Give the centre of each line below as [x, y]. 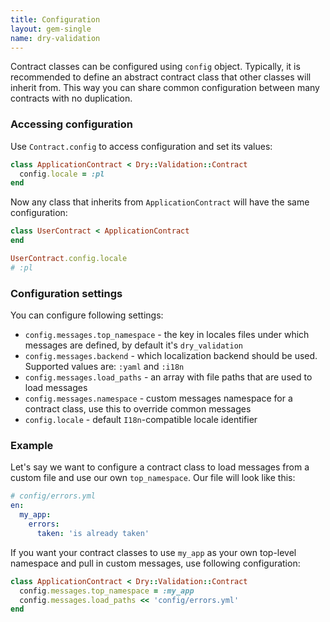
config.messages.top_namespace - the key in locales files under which [167, 335]
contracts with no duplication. [71, 98]
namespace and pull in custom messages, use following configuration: [155, 563]
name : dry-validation [55, 38]
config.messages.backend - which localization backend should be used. [171, 356]
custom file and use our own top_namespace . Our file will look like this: [153, 478]
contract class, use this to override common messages [138, 409]
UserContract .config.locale [69, 259]
